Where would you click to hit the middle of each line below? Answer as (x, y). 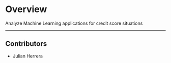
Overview (26, 9)
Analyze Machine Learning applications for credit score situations (74, 23)
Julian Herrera (28, 56)
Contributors (26, 44)
